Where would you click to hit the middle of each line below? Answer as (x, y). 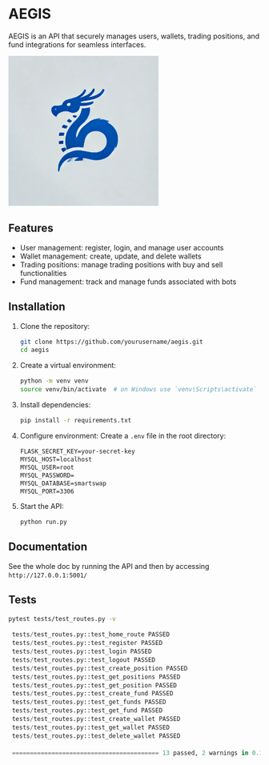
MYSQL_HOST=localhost (56, 459)
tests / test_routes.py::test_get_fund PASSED (87, 711)
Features (31, 228)
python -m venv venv (54, 381)
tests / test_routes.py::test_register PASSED (87, 643)
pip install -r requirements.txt (76, 421)
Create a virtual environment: (68, 366)
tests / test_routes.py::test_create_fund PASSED (92, 694)
